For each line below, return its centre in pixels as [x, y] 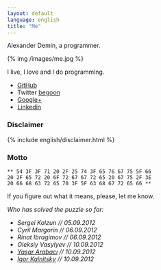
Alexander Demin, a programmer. [54, 46]
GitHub [27, 85]
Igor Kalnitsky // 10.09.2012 [55, 259]
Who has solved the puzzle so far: [55, 209]
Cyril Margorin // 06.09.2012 [57, 230]
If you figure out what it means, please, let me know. [81, 196]
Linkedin [29, 107]
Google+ [29, 100]
